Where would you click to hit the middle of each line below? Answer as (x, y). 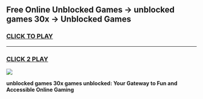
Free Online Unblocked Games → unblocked (91, 10)
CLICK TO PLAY (30, 37)
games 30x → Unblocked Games (69, 19)
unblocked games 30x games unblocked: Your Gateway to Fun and (92, 83)
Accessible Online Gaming (40, 89)
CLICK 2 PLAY (27, 59)
